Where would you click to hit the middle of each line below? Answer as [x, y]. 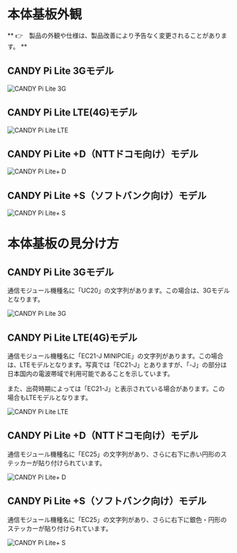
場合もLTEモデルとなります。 [50, 398]
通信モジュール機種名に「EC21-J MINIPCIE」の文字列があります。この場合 [116, 356]
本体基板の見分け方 [63, 244]
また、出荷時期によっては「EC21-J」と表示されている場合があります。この [116, 389]
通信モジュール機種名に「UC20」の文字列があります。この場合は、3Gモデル [118, 290]
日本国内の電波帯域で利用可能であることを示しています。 [91, 374]
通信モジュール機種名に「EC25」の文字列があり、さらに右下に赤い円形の [114, 454]
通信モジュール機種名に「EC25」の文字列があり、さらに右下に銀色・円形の [117, 519]
